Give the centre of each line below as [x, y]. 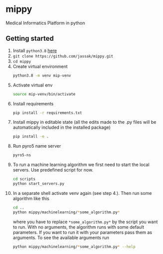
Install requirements [33, 103]
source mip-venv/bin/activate [44, 94]
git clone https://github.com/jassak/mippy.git [63, 56]
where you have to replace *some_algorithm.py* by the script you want [85, 222]
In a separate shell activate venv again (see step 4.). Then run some [82, 193]
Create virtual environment [40, 66]
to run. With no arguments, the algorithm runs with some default [79, 227]
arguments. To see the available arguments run [61, 238]
